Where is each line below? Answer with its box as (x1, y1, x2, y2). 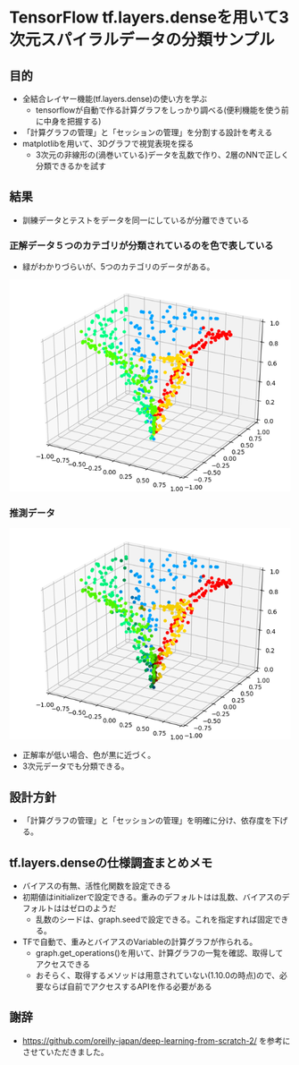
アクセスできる (35, 958, 91, 970)
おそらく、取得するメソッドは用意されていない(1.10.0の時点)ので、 (35, 970, 280, 981)
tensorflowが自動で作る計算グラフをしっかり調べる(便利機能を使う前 (35, 105, 290, 115)
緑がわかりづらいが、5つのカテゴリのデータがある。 (21, 261, 215, 272)
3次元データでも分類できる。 (21, 761, 129, 771)
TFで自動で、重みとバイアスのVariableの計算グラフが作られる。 (21, 936, 258, 948)
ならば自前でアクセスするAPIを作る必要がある (43, 981, 212, 993)
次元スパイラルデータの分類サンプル (9, 30, 275, 50)
